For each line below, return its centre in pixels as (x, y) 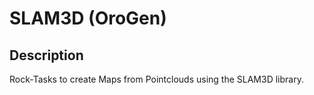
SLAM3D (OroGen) (88, 18)
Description (46, 55)
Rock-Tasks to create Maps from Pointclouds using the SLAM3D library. (156, 79)
